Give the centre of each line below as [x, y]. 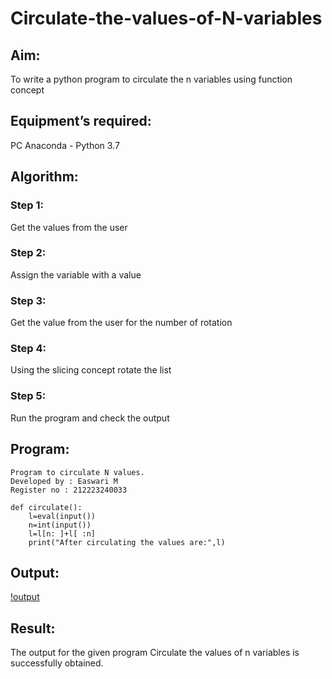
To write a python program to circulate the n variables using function [151, 79]
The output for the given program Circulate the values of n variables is [155, 653]
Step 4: [28, 349]
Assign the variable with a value [76, 274]
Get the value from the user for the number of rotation [121, 323]
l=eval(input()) [62, 516]
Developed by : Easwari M [64, 481]
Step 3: [28, 300]
